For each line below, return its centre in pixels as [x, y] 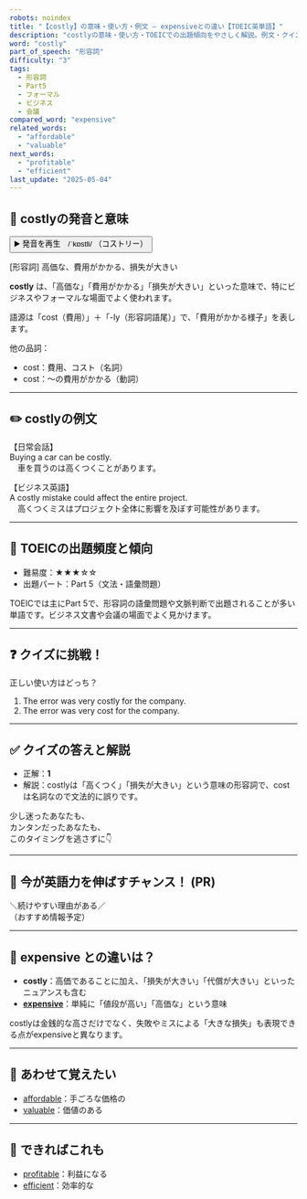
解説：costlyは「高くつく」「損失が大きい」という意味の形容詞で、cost [156, 785]
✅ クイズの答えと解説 [70, 750]
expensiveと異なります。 [80, 1035]
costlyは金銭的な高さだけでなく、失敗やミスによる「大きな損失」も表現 [145, 1023]
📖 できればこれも [57, 1150]
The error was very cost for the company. [101, 710]
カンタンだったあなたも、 [58, 827]
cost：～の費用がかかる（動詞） [83, 379]
